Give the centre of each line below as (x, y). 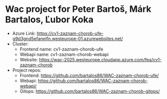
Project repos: (27, 70)
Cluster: (20, 44)
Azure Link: (24, 33)
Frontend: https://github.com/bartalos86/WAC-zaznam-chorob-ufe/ (89, 75)
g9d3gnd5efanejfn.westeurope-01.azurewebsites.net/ (68, 39)
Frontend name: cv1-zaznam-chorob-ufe (61, 49)
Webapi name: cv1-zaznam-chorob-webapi (64, 54)
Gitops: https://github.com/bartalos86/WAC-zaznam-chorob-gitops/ (90, 91)
